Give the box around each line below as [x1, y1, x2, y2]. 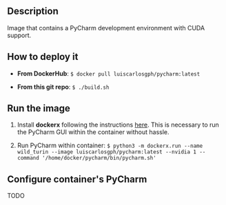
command [17, 155, 39, 162]
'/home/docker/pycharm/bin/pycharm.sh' [42, 155, 156, 162]
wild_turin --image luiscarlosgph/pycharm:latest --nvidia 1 [17, 149, 197, 155]
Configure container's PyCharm [7, 173, 147, 185]
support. [7, 31, 32, 39]
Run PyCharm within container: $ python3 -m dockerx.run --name [17, 141, 203, 150]
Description [7, 6, 59, 17]
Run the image [7, 102, 71, 114]
